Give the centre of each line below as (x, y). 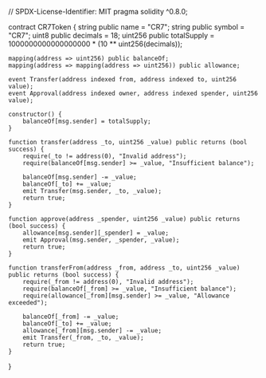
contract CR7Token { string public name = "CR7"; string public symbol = (127, 27)
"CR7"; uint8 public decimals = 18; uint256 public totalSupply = (111, 35)
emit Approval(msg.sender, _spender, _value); (101, 240)
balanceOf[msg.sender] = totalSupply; (87, 121)
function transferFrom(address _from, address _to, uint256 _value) (124, 268)
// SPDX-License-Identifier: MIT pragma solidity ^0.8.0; (98, 12)
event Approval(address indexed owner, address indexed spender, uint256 (133, 93)
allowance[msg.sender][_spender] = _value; (96, 233)
